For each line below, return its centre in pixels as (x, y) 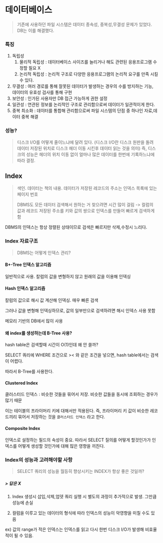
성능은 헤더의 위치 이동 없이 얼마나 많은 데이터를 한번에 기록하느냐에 (90, 154)
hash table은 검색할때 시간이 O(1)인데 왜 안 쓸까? (52, 345)
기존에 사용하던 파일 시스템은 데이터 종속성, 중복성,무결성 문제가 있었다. (84, 24)
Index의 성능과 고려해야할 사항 (39, 460)
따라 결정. (26, 160)
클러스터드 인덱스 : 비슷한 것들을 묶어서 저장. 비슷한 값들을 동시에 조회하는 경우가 (81, 394)
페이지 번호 (27, 194)
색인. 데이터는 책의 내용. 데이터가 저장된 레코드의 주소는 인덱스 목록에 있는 (87, 188)
